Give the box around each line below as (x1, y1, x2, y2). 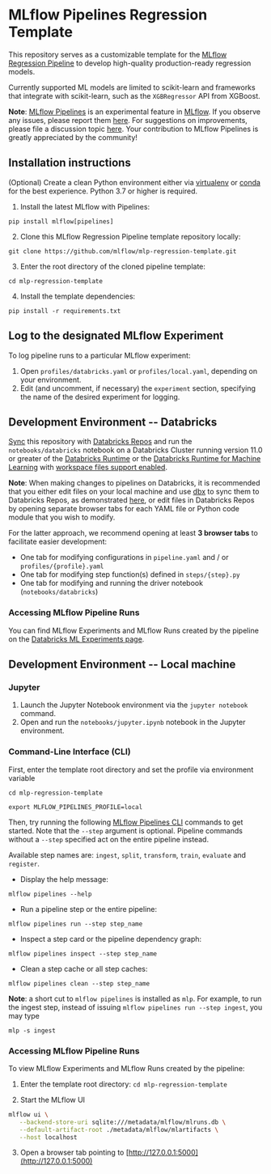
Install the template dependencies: (19, 291, 136, 301)
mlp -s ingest (8, 1026, 57, 1035)
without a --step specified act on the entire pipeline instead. (8, 834, 209, 844)
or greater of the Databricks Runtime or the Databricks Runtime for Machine (8, 454, 261, 464)
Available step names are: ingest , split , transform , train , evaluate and (8, 850, 247, 859)
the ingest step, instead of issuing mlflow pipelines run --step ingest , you (8, 1002, 263, 1012)
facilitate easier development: (8, 536, 108, 547)
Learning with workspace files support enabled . (8, 463, 168, 473)
